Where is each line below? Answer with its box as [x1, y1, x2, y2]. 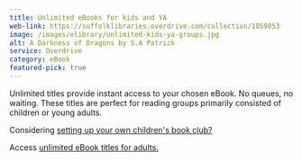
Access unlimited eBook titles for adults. [9, 141, 160, 153]
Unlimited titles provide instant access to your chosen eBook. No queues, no [9, 87, 294, 99]
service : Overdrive [9, 47, 83, 56]
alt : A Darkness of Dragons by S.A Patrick [9, 38, 176, 48]
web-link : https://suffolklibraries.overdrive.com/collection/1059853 [9, 22, 280, 31]
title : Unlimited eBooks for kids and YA [9, 13, 168, 22]
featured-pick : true [9, 64, 87, 73]
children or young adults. [9, 107, 102, 118]
